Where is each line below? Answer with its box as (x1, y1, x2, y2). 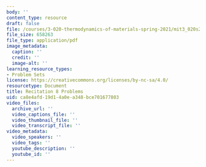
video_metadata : (6, 128, 48, 135)
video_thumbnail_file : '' (12, 117, 78, 123)
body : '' (6, 9, 29, 15)
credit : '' (12, 54, 40, 61)
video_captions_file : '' (12, 111, 75, 117)
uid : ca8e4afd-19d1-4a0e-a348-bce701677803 (6, 94, 120, 100)
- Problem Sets (6, 72, 45, 78)
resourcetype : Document (6, 83, 67, 89)
